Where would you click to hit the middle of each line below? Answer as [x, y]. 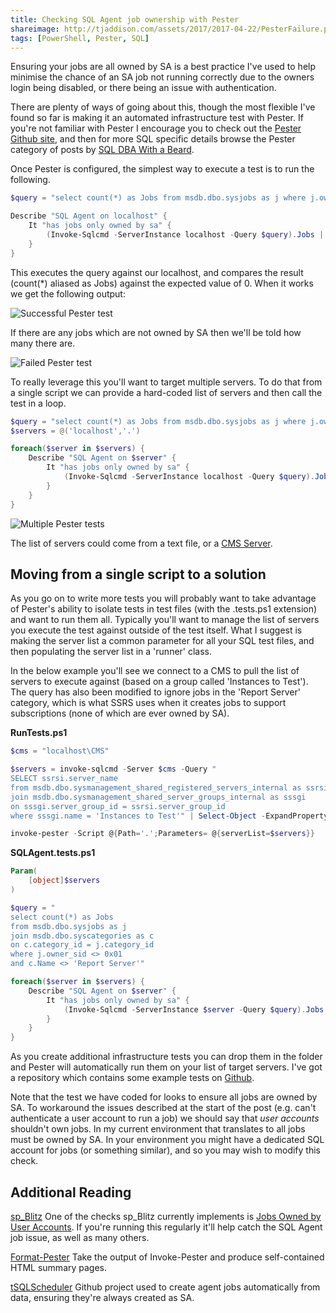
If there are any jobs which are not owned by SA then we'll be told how [156, 332]
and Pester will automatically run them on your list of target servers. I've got [166, 1067]
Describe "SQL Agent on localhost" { [89, 216]
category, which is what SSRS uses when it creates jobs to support [148, 703]
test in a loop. [38, 403]
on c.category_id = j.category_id [82, 945]
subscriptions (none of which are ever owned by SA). [120, 713]
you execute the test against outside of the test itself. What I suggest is [156, 630]
